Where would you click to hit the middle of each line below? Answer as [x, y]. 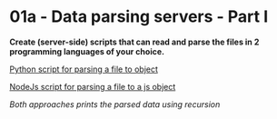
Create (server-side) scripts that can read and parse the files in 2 [134, 42]
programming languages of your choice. [87, 51]
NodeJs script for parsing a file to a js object [93, 86]
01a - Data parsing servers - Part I [139, 17]
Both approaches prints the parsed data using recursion [115, 104]
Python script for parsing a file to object [84, 69]
